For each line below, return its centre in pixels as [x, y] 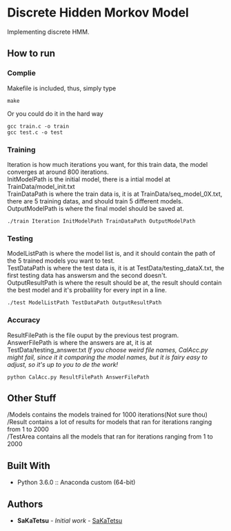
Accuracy [24, 320]
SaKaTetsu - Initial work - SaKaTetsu [70, 520]
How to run [31, 53]
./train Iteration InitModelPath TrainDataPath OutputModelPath [101, 221]
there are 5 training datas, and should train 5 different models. [95, 201]
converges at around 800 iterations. [58, 172]
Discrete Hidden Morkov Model [98, 13]
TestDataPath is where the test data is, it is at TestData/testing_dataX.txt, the [116, 268]
